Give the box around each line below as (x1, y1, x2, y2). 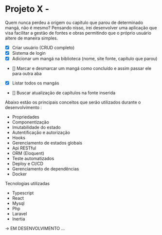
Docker (12, 171, 27, 177)
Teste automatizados (12, 155, 54, 162)
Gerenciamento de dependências (12, 166, 79, 172)
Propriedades (12, 114, 40, 120)
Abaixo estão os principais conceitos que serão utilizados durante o (5, 99, 141, 106)
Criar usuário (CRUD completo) (12, 44, 75, 50)
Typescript (12, 190, 34, 196)
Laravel (12, 211, 27, 217)
